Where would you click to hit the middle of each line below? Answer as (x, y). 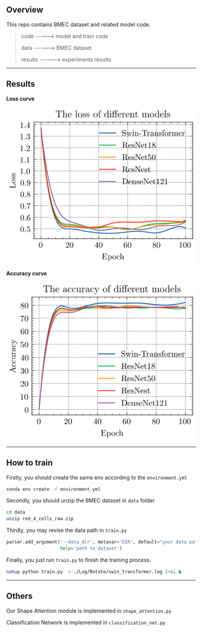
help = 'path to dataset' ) (91, 549)
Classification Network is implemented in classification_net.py (86, 622)
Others (20, 596)
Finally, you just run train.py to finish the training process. (79, 560)
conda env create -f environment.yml (54, 489)
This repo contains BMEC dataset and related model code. (78, 24)
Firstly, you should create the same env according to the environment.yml (97, 477)
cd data (16, 512)
